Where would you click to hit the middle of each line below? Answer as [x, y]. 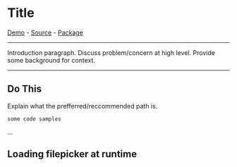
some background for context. [51, 60]
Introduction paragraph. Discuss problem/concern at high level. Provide [111, 52]
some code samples [34, 119]
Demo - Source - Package [45, 32]
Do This [25, 89]
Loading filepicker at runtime [72, 154]
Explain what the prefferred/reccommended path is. [83, 106]
